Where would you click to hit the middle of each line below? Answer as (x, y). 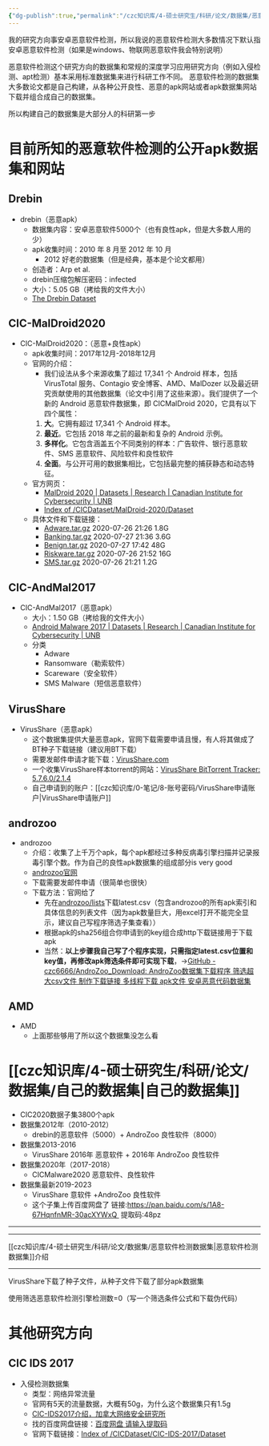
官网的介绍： (53, 364)
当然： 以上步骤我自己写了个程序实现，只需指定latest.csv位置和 (149, 950)
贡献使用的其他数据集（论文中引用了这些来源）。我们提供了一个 (155, 394)
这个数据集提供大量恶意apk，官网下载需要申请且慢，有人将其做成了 (143, 739)
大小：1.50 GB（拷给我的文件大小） (90, 618)
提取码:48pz (141, 1215)
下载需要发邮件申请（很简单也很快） (92, 882)
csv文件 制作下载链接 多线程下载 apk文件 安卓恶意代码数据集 (151, 981)
